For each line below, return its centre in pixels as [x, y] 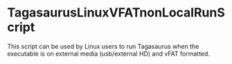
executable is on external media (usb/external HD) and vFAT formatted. [108, 54]
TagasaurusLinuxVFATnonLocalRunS [116, 13]
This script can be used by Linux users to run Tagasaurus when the [103, 46]
